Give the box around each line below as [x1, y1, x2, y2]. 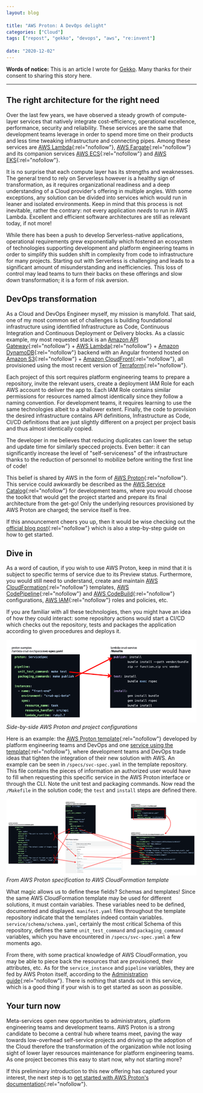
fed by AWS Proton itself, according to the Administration [6, 971, 148, 978]
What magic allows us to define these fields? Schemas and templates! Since [6, 888, 196, 895]
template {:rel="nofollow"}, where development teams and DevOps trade [6, 748, 186, 756]
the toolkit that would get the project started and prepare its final [6, 493, 167, 500]
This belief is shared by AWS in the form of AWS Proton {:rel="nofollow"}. [6, 474, 188, 481]
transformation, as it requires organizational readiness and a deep [6, 181, 170, 188]
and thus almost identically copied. [6, 425, 94, 432]
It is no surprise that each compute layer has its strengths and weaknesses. [6, 168, 195, 175]
